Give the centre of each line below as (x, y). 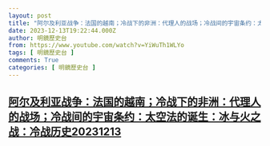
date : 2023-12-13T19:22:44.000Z (62, 30)
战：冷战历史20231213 (65, 132)
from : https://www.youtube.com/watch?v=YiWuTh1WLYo (96, 45)
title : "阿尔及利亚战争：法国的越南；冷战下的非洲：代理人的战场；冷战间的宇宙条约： (133, 23)
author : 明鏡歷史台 (38, 38)
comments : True (34, 61)
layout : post (30, 16)
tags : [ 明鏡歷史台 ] (41, 53)
